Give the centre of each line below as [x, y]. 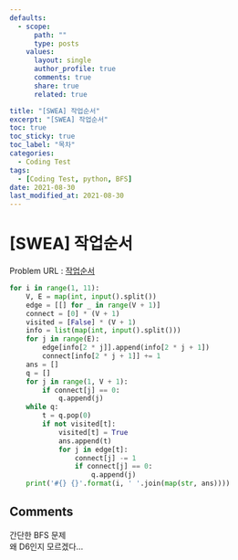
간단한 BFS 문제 [38, 534]
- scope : [34, 26]
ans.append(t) [85, 441]
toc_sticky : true [42, 137]
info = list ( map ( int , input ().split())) [103, 331]
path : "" [50, 35]
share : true [56, 86]
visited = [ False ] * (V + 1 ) [81, 322]
